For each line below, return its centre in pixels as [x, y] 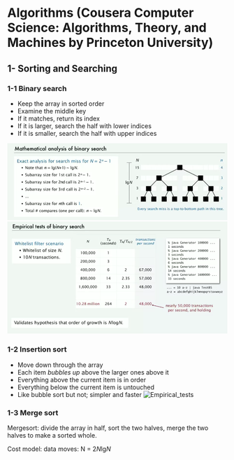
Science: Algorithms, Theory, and [107, 28]
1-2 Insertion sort [37, 349]
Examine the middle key [52, 111]
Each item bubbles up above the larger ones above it [93, 372]
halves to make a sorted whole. [52, 435]
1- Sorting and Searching [62, 68]
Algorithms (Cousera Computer [101, 13]
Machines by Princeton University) [110, 43]
